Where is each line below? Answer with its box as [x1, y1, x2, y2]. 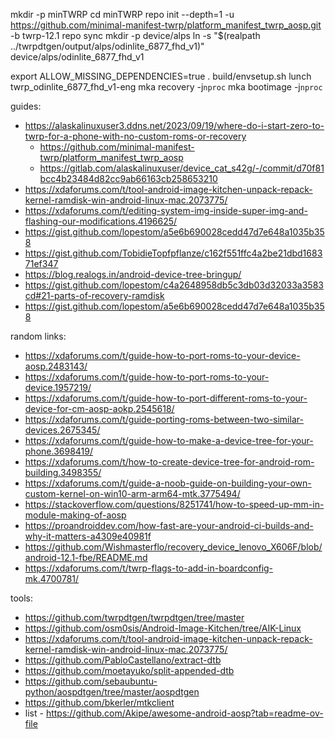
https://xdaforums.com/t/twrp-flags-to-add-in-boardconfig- [24, 562, 274, 574]
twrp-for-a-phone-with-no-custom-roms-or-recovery [24, 130, 247, 142]
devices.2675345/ [24, 424, 101, 436]
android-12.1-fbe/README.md [24, 552, 148, 563]
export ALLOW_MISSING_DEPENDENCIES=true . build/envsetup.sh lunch [10, 70, 312, 82]
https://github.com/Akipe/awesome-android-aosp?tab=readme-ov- [45, 707, 324, 719]
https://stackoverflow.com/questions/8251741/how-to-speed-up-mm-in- [24, 499, 325, 510]
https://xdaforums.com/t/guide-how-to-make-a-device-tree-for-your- [24, 435, 314, 446]
